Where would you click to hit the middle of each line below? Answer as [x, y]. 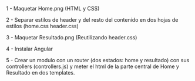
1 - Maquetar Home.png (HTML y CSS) [53, 9]
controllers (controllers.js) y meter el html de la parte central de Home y [93, 66]
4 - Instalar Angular [30, 49]
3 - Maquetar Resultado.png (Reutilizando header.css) [72, 37]
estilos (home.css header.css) [43, 26]
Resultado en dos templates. [41, 72]
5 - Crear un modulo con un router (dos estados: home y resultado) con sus [98, 60]
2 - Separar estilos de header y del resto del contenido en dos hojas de [92, 20]
